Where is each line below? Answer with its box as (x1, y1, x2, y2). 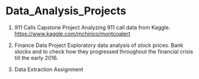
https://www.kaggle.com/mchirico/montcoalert (14, 30, 131, 37)
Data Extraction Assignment (14, 65, 83, 72)
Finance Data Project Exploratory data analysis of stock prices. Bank (14, 42, 184, 49)
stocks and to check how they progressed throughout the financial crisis (14, 48, 194, 55)
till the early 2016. (14, 54, 58, 61)
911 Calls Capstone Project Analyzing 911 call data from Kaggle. (14, 24, 171, 31)
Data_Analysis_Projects (5, 4, 126, 18)
